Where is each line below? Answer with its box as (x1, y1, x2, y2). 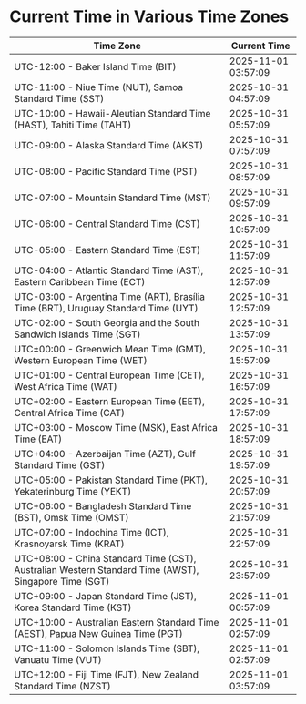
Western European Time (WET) (14, 353, 148, 366)
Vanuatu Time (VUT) (14, 653, 102, 666)
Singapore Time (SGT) (14, 575, 110, 587)
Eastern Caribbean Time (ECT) (14, 275, 146, 288)
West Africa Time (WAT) (14, 380, 118, 393)
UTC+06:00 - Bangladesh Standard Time (14, 499, 192, 512)
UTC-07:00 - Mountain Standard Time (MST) (14, 191, 211, 204)
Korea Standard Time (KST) (14, 601, 132, 614)
